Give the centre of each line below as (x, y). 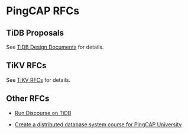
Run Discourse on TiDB (43, 113)
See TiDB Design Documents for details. (55, 47)
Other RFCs (28, 99)
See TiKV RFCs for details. (38, 80)
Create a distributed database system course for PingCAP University (98, 124)
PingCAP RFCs (43, 11)
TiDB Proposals (35, 33)
